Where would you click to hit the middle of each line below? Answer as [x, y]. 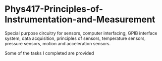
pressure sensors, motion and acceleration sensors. [58, 43]
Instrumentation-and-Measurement [80, 19]
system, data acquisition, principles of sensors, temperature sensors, [75, 38]
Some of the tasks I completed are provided [50, 53]
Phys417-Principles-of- [54, 9]
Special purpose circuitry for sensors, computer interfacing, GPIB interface [81, 33]
